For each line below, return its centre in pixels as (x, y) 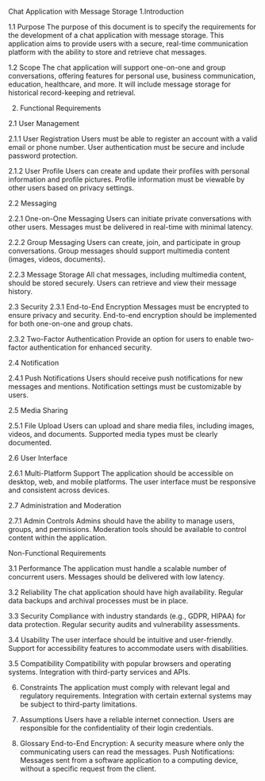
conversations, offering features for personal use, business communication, (132, 76)
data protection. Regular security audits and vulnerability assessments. (124, 624)
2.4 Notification (34, 363)
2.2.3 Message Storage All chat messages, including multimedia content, (127, 274)
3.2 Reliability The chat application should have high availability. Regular (126, 592)
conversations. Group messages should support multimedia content (119, 251)
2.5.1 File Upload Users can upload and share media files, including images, (131, 426)
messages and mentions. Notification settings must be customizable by (125, 387)
